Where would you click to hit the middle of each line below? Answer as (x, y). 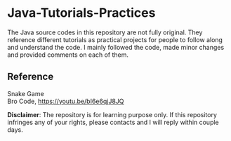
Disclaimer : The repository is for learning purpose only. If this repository (112, 114)
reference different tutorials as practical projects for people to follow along (115, 39)
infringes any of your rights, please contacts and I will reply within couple (113, 122)
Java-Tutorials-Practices (81, 13)
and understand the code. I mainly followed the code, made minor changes (116, 47)
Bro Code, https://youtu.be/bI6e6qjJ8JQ (66, 101)
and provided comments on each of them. (68, 55)
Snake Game (26, 93)
